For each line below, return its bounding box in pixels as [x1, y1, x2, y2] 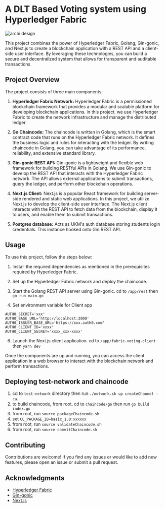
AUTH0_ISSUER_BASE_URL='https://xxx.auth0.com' [5, 320, 105, 325]
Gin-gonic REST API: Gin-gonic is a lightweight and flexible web [12, 160, 143, 166]
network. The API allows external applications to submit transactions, [12, 175, 153, 182]
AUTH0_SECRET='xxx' [5, 312, 45, 317]
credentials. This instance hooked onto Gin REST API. [12, 226, 121, 232]
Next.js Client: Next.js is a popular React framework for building [12, 190, 143, 196]
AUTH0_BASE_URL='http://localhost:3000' [5, 316, 90, 321]
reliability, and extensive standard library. [12, 150, 96, 156]
